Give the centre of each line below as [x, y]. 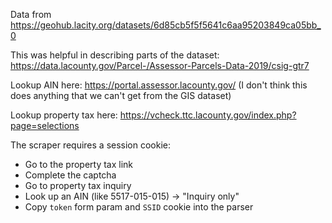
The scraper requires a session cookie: [91, 145]
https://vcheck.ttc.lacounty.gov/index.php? [208, 115]
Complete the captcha [70, 175]
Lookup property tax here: [64, 115]
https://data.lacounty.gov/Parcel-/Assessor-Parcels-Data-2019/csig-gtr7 [160, 65]
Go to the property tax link [79, 164]
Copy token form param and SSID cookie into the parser [139, 207]
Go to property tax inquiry [78, 185]
